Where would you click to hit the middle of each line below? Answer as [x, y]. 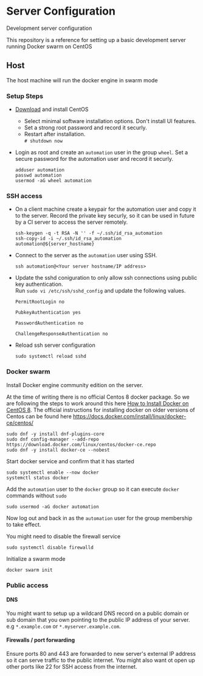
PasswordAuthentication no [49, 323]
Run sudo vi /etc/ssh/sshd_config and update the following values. [100, 291]
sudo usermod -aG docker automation [53, 507]
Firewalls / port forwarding [41, 640]
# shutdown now [43, 141]
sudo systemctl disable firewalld [50, 547]
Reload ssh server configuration [55, 345]
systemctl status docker [38, 478]
